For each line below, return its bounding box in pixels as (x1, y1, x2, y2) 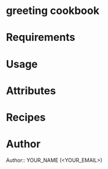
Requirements (6, 31, 75, 44)
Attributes (6, 84, 56, 97)
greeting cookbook (6, 4, 100, 17)
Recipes (6, 111, 46, 124)
